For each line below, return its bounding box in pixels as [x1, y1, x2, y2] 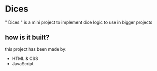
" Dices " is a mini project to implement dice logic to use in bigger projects [5, 19, 153, 25]
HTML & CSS [12, 56, 38, 61]
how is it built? [5, 33, 50, 42]
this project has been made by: [5, 46, 67, 52]
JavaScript [12, 60, 34, 66]
